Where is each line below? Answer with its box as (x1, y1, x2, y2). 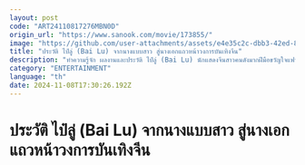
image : (9, 38, 34, 48)
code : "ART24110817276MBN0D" (9, 22, 120, 31)
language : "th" (9, 73, 67, 82)
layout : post (9, 13, 59, 23)
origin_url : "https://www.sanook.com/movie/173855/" (9, 30, 213, 39)
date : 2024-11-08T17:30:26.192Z (9, 81, 132, 90)
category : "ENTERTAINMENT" (9, 64, 112, 73)
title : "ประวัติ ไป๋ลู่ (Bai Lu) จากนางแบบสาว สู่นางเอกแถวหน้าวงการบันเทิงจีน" (9, 47, 242, 56)
